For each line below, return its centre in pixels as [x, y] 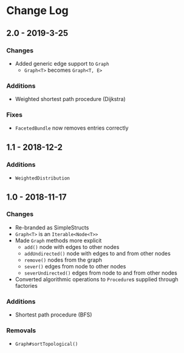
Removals [21, 330]
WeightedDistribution [42, 178]
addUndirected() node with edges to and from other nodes [97, 253]
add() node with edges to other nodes [72, 246]
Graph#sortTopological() [46, 344]
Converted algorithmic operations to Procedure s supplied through [97, 279]
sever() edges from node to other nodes [75, 266]
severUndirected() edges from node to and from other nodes [101, 273]
